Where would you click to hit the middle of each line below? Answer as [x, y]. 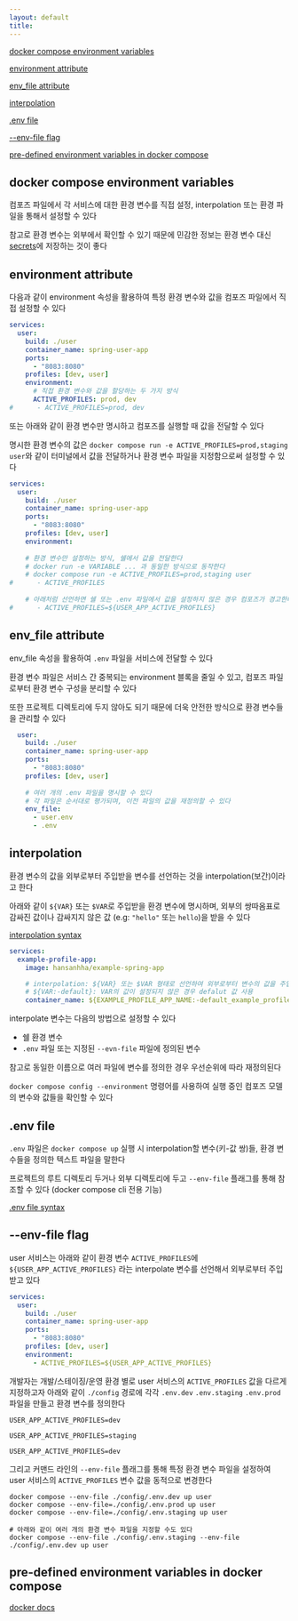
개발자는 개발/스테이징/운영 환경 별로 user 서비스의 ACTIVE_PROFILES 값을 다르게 [148, 1381]
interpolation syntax [46, 935]
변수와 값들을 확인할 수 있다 [66, 1097]
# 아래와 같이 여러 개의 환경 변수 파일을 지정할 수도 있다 [101, 1529]
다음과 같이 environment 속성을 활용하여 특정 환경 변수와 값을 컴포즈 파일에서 [143, 297]
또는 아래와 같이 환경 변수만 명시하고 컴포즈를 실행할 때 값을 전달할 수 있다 [137, 425]
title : [21, 26]
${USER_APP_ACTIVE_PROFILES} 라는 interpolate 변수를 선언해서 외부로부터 [138, 1269]
